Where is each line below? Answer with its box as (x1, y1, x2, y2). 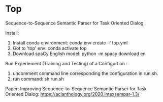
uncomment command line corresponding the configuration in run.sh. (12, 70, 158, 76)
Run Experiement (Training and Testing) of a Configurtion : (5, 60, 128, 66)
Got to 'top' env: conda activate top (12, 45, 87, 51)
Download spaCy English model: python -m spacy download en (12, 50, 146, 57)
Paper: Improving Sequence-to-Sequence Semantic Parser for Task (5, 85, 147, 92)
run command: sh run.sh (12, 75, 64, 82)
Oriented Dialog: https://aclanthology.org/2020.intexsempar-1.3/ (5, 91, 140, 97)
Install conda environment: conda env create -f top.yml (12, 39, 128, 46)
